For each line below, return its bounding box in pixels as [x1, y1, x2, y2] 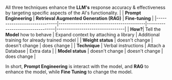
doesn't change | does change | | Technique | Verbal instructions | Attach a [5, 43, 165, 48]
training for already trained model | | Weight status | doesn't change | [5, 37, 153, 43]
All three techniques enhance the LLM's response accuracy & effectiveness [5, 5, 166, 10]
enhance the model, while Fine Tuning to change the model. [5, 69, 133, 75]
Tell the [145, 26, 161, 32]
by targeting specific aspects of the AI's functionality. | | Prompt [5, 10, 141, 16]
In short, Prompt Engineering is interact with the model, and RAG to [5, 64, 149, 69]
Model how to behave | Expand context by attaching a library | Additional [5, 32, 160, 37]
